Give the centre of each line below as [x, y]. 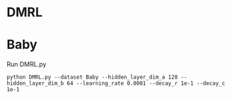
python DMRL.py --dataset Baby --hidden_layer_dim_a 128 [92, 77]
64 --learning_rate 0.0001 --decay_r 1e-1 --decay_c [146, 83]
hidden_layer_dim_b [35, 83]
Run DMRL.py [27, 64]
